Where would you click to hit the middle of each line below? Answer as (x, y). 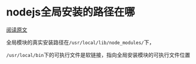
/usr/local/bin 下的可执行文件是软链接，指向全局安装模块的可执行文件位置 (98, 55)
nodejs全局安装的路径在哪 (71, 12)
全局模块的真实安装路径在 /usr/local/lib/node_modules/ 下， (80, 42)
